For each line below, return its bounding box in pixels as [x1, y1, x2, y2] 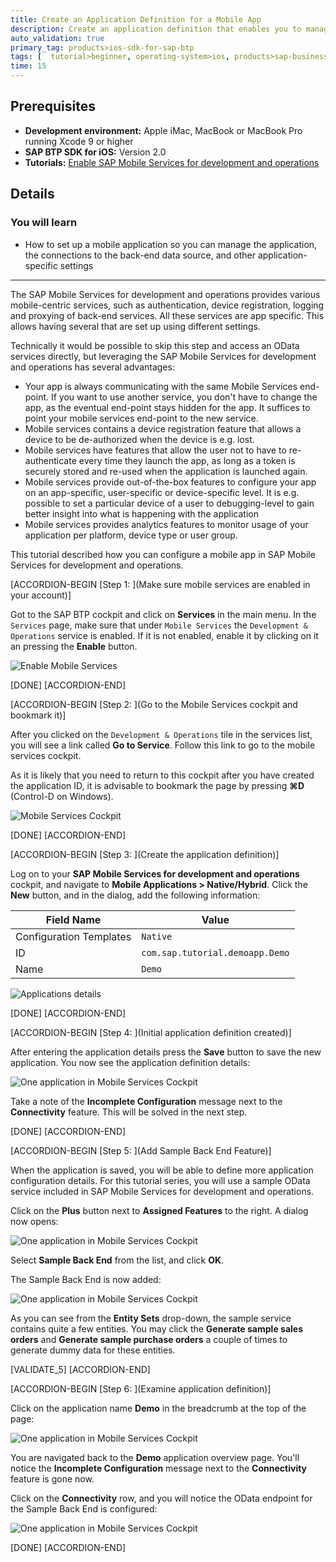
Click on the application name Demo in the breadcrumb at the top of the [10, 1402, 307, 1414]
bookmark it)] [10, 709, 67, 721]
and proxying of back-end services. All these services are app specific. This [10, 309, 325, 321]
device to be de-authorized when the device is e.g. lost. [24, 433, 255, 445]
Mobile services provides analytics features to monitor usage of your [24, 518, 309, 530]
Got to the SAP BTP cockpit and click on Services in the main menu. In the [10, 608, 317, 620]
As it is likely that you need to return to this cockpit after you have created [10, 769, 315, 781]
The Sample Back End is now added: [10, 1273, 162, 1285]
